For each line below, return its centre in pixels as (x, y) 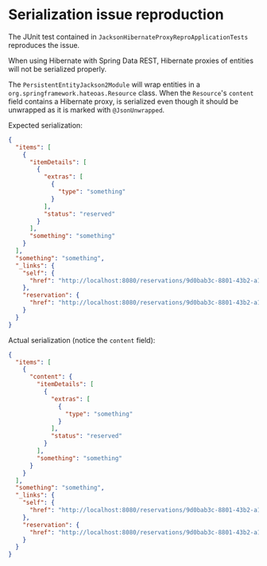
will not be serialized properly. (58, 68)
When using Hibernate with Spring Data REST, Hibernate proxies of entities (131, 61)
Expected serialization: (46, 125)
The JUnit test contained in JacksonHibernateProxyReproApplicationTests (128, 37)
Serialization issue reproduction (116, 15)
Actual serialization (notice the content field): (82, 340)
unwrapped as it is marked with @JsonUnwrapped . (87, 110)
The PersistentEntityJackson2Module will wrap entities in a (104, 84)
